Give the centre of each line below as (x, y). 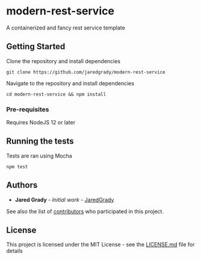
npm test (17, 166)
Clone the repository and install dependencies (63, 61)
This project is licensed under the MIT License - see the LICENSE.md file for (100, 245)
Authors (22, 185)
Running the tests (40, 142)
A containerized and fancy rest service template (66, 28)
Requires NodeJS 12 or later (41, 123)
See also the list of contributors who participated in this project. (85, 211)
